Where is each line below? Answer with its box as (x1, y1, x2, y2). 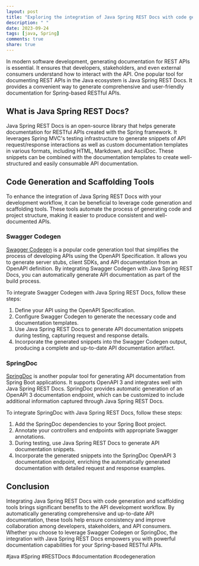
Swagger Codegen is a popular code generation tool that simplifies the (6, 246, 179, 253)
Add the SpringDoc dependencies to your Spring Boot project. (14, 421, 167, 428)
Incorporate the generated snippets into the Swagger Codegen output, (14, 338, 188, 345)
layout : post (6, 8, 38, 15)
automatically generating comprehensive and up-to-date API (6, 510, 154, 517)
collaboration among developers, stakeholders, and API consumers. (6, 522, 172, 529)
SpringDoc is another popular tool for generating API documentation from (6, 373, 185, 380)
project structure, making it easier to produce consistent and (6, 211, 154, 219)
